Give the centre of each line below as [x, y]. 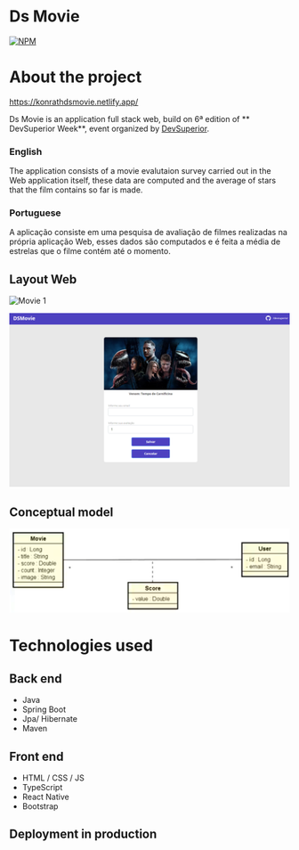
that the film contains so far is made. [76, 190]
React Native [45, 797]
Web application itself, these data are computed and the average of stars [143, 181]
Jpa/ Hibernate [50, 719]
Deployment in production [83, 834]
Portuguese [35, 213]
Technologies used [81, 646]
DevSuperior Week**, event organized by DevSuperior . [109, 128]
